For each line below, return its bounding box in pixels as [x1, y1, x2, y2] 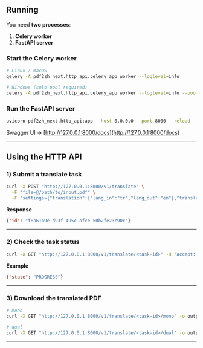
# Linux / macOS [6, 68, 47, 74]
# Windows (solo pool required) [6, 84, 88, 90]
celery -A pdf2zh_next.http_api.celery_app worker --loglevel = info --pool [6, 90, 199, 96]
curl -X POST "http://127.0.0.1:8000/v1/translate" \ [6, 184, 145, 190]
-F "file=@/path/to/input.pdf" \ [11, 190, 96, 196]
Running [6, 5, 39, 15]
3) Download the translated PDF [6, 294, 101, 302]
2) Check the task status [6, 237, 80, 246]
